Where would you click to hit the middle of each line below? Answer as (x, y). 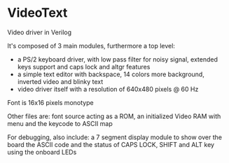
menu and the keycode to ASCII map (60, 123)
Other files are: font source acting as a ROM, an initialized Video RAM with (114, 116)
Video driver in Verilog (40, 32)
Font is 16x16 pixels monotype (50, 102)
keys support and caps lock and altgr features (84, 66)
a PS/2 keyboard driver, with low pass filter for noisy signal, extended (118, 59)
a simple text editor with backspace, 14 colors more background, (111, 74)
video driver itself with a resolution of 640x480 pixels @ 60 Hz (108, 89)
